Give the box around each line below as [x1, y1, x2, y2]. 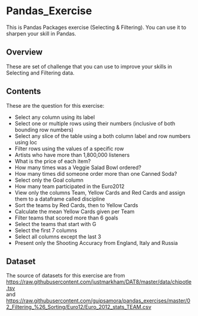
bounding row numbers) [14, 126, 74, 133]
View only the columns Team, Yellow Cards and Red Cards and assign [14, 189, 185, 196]
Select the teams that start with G [14, 220, 96, 227]
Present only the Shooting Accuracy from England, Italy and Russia [14, 239, 178, 246]
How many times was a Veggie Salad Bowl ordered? [14, 164, 142, 171]
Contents [6, 86, 41, 96]
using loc [14, 138, 37, 146]
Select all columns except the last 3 [14, 233, 102, 240]
